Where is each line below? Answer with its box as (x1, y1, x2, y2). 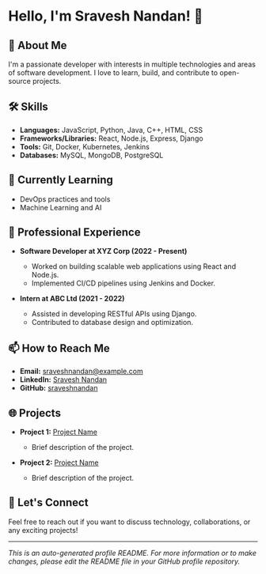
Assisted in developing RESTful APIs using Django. (31, 309, 197, 319)
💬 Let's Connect (8, 496, 89, 509)
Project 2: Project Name (19, 458, 99, 467)
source (8, 77, 32, 85)
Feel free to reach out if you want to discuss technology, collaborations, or (8, 517, 251, 527)
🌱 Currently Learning (8, 173, 113, 187)
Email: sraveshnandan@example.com (19, 367, 144, 376)
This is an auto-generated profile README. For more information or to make (8, 548, 257, 557)
